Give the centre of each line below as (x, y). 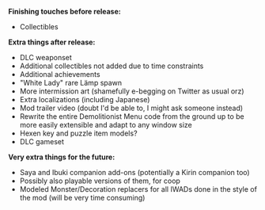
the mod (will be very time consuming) (82, 198)
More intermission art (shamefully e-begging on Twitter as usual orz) (132, 91)
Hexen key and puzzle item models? (78, 133)
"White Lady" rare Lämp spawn (71, 83)
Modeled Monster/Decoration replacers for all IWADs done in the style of (138, 189)
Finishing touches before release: (64, 11)
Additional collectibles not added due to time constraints (112, 66)
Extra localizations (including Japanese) (85, 99)
